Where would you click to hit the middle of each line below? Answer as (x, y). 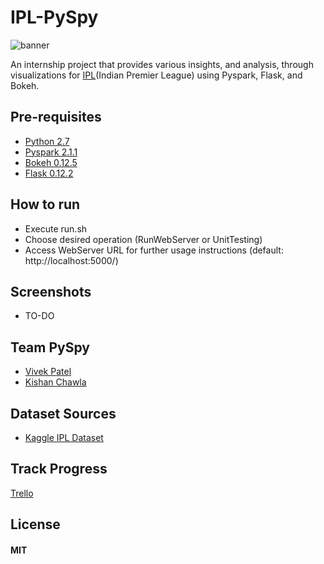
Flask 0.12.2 (49, 173)
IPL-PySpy (54, 17)
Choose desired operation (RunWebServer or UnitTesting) (143, 239)
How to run (45, 204)
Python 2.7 (47, 141)
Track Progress (59, 469)
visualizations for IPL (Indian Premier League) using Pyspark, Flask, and (156, 75)
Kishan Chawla (55, 382)
